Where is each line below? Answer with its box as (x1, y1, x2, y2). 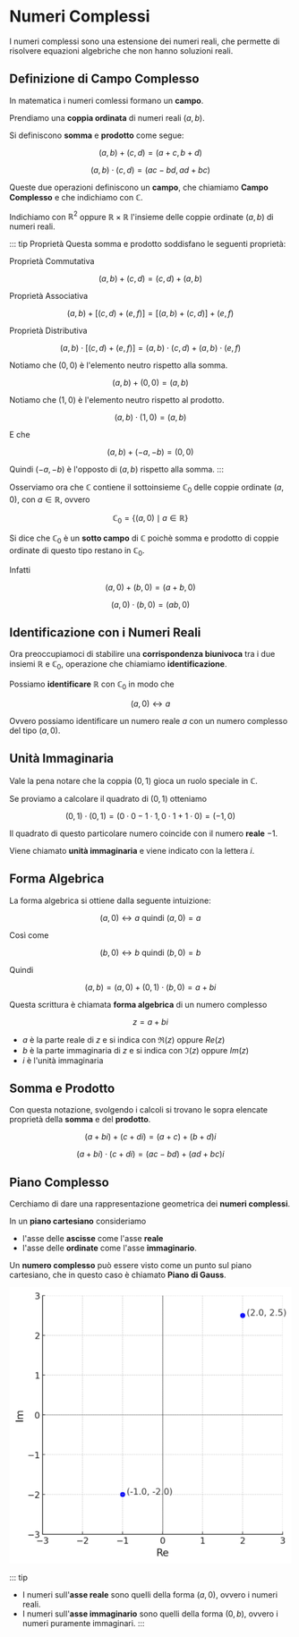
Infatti (9, 564, 31, 575)
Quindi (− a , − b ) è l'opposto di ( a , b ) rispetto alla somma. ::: (9, 464, 224, 475)
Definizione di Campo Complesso (9, 72, 200, 87)
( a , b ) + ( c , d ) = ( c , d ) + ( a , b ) (98, 273, 203, 284)
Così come (9, 929, 49, 941)
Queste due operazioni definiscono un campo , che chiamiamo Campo (9, 182, 269, 192)
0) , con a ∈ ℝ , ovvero (9, 494, 90, 505)
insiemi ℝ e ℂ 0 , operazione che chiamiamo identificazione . (9, 659, 227, 672)
